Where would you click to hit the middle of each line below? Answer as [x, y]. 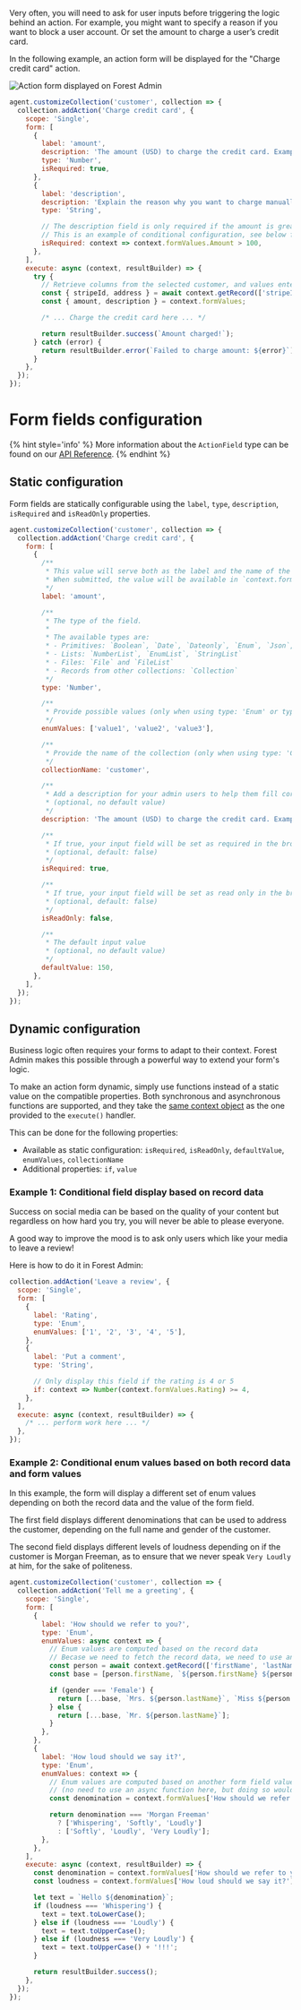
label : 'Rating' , [65, 1315]
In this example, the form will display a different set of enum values [133, 1493]
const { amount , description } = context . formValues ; [144, 302]
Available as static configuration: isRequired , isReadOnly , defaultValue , [153, 1150]
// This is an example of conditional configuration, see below [164, 235]
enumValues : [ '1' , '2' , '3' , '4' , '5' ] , [109, 1332]
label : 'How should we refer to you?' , [116, 1624]
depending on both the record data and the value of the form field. [132, 1503]
